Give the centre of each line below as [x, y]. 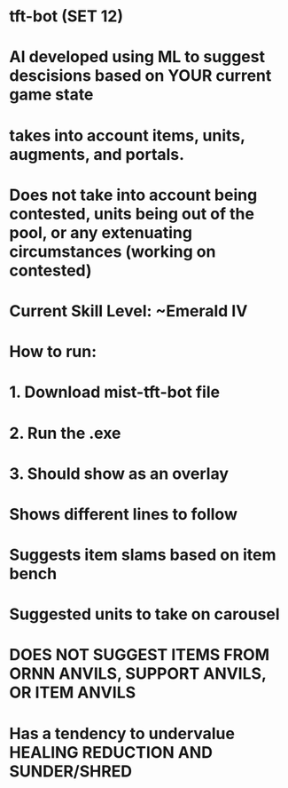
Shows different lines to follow [123, 514]
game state [51, 95]
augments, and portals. [97, 154]
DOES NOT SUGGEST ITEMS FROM [140, 655]
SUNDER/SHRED [71, 771]
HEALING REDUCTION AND [111, 752]
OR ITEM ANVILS [73, 692]
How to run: [53, 352]
